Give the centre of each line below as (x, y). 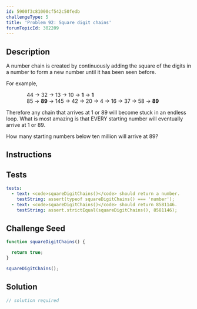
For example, (22, 83)
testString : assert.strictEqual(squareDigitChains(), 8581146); (97, 210)
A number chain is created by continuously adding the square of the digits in (98, 66)
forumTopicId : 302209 (33, 28)
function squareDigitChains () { (46, 242)
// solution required (33, 300)
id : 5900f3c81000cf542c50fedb (43, 11)
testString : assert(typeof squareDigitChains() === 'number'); (96, 199)
